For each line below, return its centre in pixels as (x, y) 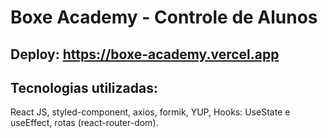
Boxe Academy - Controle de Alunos (164, 17)
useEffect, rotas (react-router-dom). (84, 123)
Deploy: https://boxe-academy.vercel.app (145, 54)
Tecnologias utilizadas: (84, 87)
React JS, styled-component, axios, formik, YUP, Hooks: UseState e (150, 112)
